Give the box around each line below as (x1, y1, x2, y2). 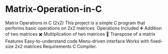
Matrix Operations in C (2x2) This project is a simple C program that (5, 20, 145, 26)
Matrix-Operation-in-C (5, 3, 102, 15)
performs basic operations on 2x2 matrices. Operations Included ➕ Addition (5, 25, 162, 31)
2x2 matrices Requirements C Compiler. (15, 43, 97, 49)
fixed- (150, 38, 163, 44)
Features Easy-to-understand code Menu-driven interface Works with (5, 38, 149, 44)
